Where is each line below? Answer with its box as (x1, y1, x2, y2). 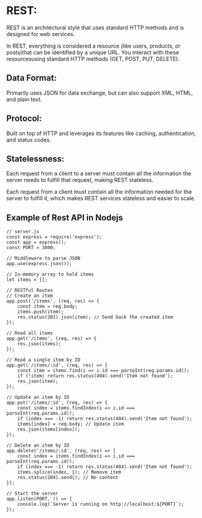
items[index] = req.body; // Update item (17, 421, 124, 428)
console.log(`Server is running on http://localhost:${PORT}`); (17, 502, 184, 508)
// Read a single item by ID (6, 357, 81, 363)
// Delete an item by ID (6, 442, 70, 449)
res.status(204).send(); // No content (17, 475, 119, 481)
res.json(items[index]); (17, 426, 81, 432)
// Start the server (6, 491, 59, 497)
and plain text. (6, 95, 42, 103)
